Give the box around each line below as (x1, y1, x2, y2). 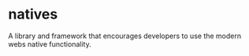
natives (8, 5, 58, 23)
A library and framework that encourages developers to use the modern (8, 31, 242, 40)
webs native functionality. (8, 39, 92, 48)
